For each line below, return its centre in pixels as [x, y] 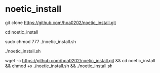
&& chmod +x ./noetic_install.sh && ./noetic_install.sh [59, 66]
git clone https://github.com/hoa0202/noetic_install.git [60, 23]
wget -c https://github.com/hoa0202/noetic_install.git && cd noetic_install [80, 60]
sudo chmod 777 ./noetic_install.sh [41, 41]
